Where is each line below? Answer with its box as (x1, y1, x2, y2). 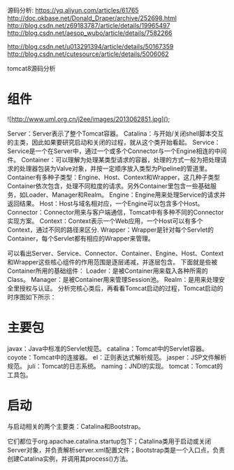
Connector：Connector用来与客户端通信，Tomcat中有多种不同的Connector (7, 208, 224, 216)
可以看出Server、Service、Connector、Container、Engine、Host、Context (7, 249, 224, 257)
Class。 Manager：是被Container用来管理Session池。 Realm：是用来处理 (7, 275, 219, 283)
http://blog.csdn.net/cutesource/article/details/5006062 (7, 50, 169, 58)
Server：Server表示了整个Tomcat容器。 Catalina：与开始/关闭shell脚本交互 (7, 129, 224, 138)
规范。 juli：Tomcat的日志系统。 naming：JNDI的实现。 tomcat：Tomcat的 (7, 362, 224, 370)
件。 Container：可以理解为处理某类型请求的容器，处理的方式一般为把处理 (7, 155, 221, 164)
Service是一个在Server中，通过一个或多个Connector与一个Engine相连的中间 (7, 146, 227, 155)
